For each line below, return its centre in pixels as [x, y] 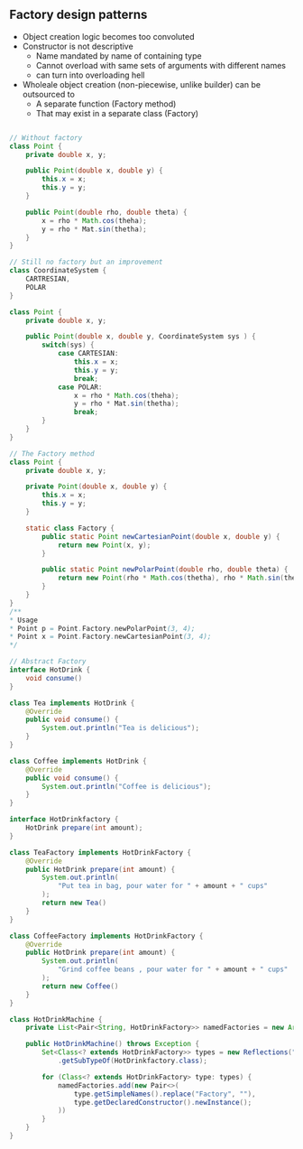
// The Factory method [52, 454]
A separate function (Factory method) [106, 104]
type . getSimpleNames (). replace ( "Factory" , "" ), [165, 1094]
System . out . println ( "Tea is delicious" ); [121, 728]
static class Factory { [70, 528]
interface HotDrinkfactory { [64, 820]
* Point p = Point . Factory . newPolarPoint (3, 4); [102, 628]
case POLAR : [80, 387]
